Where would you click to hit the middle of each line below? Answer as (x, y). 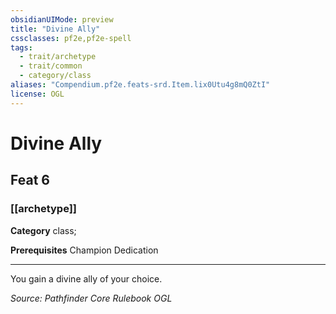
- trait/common (51, 66)
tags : (21, 47)
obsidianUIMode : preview (62, 19)
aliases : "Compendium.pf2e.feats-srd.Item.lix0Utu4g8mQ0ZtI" (140, 85)
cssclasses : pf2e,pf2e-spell (71, 38)
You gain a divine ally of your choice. (86, 278)
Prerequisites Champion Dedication (84, 250)
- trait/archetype (58, 57)
